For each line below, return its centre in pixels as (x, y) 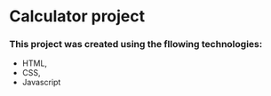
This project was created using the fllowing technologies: (136, 44)
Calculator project (77, 16)
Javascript (41, 83)
